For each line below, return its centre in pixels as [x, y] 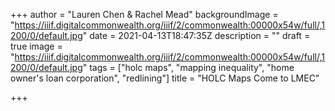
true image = [36, 46]
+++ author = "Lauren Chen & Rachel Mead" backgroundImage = [144, 14]
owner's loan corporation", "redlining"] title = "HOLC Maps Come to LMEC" [165, 78]
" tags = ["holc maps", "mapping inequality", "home [188, 67]
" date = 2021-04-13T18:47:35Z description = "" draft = [196, 35]
